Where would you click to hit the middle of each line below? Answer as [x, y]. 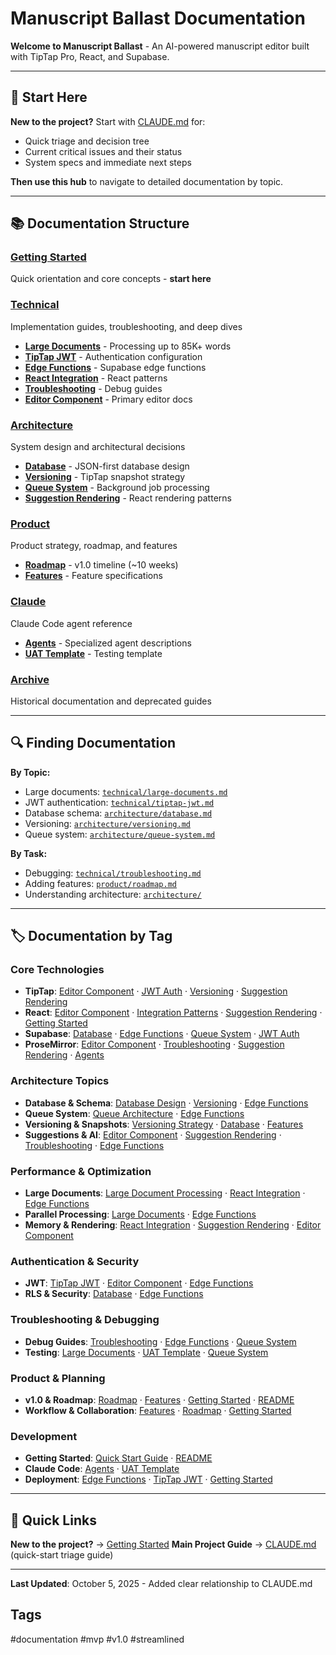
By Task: [29, 853]
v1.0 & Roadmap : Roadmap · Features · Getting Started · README [159, 1399]
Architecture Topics [60, 1081]
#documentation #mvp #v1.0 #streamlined [97, 1639]
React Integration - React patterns [96, 378]
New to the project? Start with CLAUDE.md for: [108, 121]
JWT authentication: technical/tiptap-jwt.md [119, 802]
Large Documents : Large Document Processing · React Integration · [165, 1193]
